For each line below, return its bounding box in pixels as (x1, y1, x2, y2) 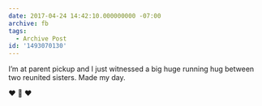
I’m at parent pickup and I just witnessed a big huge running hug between (8, 64, 255, 74)
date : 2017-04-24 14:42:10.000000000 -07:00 (8, 11, 161, 20)
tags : (8, 27, 27, 35)
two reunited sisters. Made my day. (8, 73, 126, 83)
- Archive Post (15, 34, 67, 43)
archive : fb (8, 19, 49, 28)
